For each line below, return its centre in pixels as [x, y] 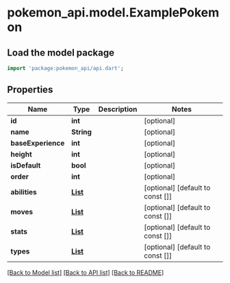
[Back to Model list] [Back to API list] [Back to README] [86, 272]
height [21, 154]
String [82, 132]
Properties [30, 90]
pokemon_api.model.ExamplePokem [113, 13]
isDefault [26, 165]
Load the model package [61, 53]
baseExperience [38, 143]
